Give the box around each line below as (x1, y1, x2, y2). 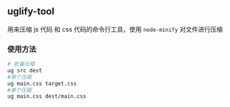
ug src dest (7, 66, 42, 74)
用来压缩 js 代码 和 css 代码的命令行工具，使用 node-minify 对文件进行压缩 (7, 24, 223, 34)
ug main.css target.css (7, 80, 77, 87)
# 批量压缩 (7, 61, 35, 68)
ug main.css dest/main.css (7, 93, 87, 100)
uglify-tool (7, 6, 55, 17)
